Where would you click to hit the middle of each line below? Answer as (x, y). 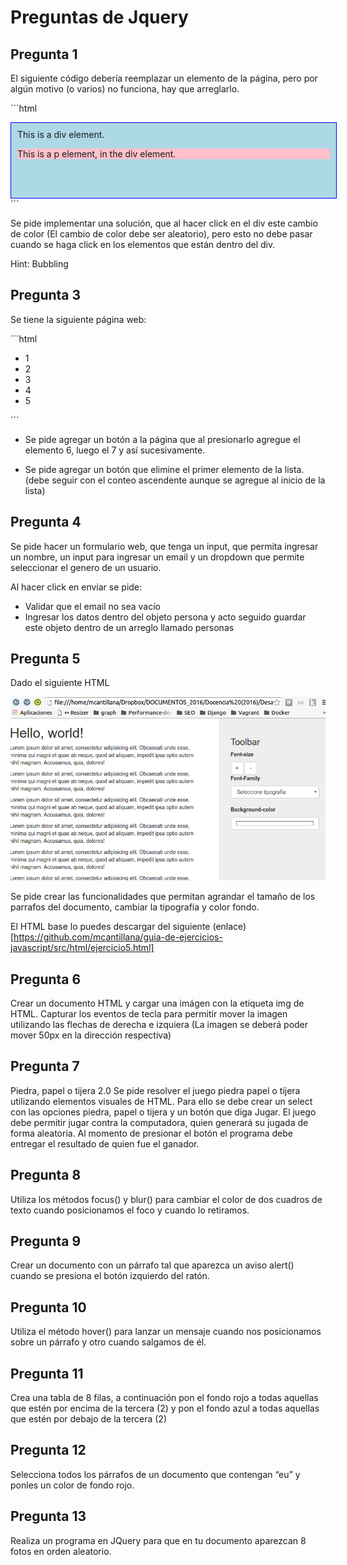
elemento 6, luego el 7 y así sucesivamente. (115, 450)
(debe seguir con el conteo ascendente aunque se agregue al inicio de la (175, 480)
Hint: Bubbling (39, 264)
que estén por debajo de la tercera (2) (89, 1419)
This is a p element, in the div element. (97, 154)
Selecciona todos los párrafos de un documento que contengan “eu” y (155, 1474)
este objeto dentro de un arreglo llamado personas (129, 627)
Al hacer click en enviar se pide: (76, 587)
